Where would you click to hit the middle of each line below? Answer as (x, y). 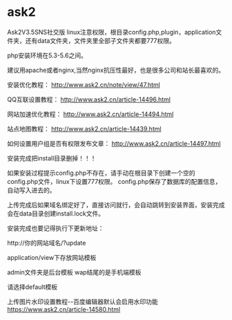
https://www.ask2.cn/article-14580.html (64, 309)
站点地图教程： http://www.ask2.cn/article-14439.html (84, 129)
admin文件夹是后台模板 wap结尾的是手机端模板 (74, 272)
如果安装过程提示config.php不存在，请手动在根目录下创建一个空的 (101, 173)
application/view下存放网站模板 (52, 257)
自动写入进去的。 (31, 190)
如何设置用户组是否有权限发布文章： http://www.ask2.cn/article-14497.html (114, 143)
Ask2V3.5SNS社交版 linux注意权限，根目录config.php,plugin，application (112, 32)
